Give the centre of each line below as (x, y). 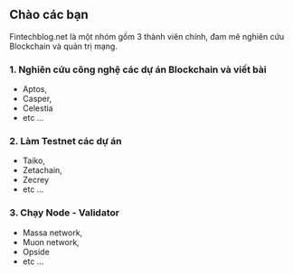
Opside (36, 251)
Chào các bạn (49, 15)
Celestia (38, 108)
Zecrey (36, 180)
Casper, (37, 99)
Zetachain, (43, 170)
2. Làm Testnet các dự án (66, 142)
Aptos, (35, 89)
